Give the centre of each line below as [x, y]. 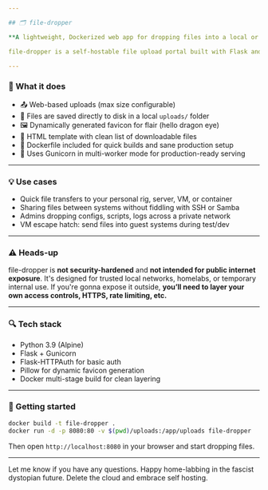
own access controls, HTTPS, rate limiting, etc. [88, 296]
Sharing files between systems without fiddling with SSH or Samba [130, 207]
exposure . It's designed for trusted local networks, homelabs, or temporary [132, 279]
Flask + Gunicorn [48, 353]
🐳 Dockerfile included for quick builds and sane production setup [126, 145]
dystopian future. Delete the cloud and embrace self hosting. [108, 477]
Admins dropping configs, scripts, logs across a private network [125, 216]
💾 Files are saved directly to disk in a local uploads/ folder [114, 116]
